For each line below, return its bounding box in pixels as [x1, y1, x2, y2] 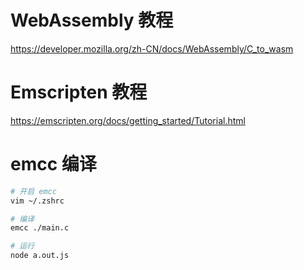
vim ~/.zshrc [10, 196, 65, 206]
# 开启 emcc [10, 186, 57, 196]
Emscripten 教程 [10, 81, 148, 104]
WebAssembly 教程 [10, 9, 174, 32]
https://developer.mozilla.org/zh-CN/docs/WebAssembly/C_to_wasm [10, 42, 294, 55]
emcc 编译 [10, 153, 97, 176]
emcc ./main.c [10, 223, 70, 233]
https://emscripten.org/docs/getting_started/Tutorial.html [10, 114, 246, 126]
